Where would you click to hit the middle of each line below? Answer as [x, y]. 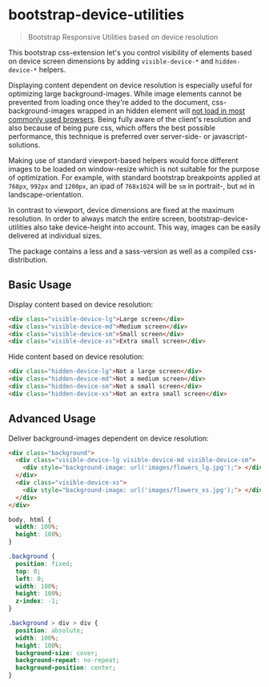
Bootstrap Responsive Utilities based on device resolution [123, 37]
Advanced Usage [52, 419]
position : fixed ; [44, 563]
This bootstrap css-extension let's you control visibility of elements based [130, 52]
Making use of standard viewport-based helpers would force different [123, 160]
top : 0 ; [28, 571]
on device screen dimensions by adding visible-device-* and [111, 61]
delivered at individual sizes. [55, 235]
